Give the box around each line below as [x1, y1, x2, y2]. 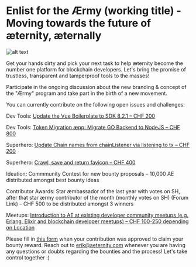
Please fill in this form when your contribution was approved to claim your [6, 235, 184, 242]
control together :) [6, 254, 50, 261]
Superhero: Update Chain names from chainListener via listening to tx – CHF [6, 141, 190, 148]
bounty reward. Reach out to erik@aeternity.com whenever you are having [6, 241, 186, 248]
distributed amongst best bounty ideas [6, 176, 99, 183]
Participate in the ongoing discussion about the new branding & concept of [6, 83, 187, 90]
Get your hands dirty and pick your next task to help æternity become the [6, 60, 183, 67]
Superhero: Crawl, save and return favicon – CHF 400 [6, 159, 136, 166]
